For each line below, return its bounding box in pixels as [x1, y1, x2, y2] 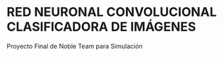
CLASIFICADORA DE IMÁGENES [6, 19, 196, 35]
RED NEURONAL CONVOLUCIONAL [6, 4, 217, 20]
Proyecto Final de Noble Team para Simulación [6, 42, 143, 50]
